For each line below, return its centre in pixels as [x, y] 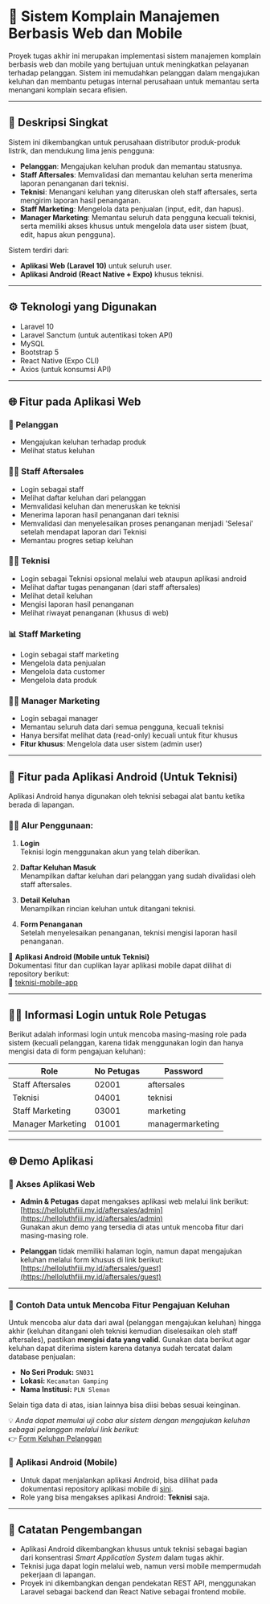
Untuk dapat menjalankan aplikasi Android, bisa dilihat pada [119, 1480]
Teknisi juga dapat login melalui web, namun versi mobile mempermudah [141, 1566]
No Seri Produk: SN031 [57, 1373]
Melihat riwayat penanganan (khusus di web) [94, 612]
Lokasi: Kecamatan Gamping [64, 1381]
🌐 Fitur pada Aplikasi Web [75, 401]
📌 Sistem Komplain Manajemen [114, 16]
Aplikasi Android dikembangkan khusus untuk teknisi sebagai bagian [133, 1549]
